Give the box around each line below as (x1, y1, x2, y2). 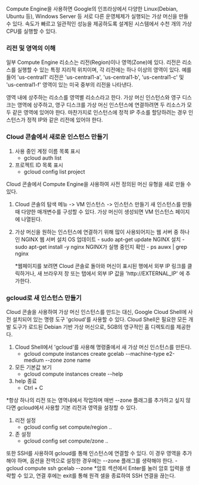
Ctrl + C (23, 384, 43, 391)
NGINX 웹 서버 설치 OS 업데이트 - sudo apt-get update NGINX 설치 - (21, 236, 185, 243)
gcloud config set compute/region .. (23, 423, 112, 431)
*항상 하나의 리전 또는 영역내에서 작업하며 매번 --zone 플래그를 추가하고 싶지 (6, 396, 185, 404)
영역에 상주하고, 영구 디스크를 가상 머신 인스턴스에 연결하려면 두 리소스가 (17, 101, 186, 109)
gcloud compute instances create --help (23, 370, 123, 377)
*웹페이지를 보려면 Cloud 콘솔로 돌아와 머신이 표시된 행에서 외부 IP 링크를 (14, 262, 186, 269)
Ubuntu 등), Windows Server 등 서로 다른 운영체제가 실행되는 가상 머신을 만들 (6, 13, 189, 20)
